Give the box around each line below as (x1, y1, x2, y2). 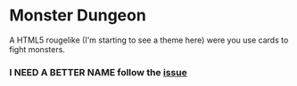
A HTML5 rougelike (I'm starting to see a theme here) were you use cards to (9, 35, 289, 45)
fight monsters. (9, 43, 65, 54)
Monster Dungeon (9, 5, 147, 26)
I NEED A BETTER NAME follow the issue (9, 66, 187, 78)
